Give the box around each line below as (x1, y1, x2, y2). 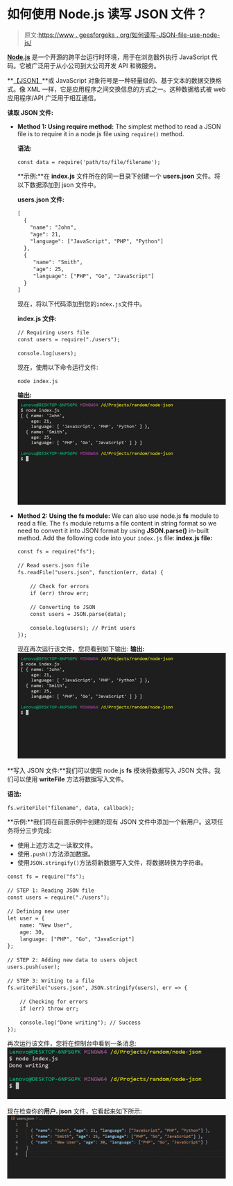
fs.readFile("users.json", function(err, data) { (17, 569, 164, 576)
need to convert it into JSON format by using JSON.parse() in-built (17, 526, 209, 535)
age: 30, (19, 929, 45, 936)
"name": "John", (30, 224, 77, 231)
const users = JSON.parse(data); (30, 610, 127, 617)
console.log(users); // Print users (30, 624, 136, 631)
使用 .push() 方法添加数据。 (17, 850, 94, 858)
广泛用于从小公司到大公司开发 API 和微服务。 (31, 61, 161, 70)
